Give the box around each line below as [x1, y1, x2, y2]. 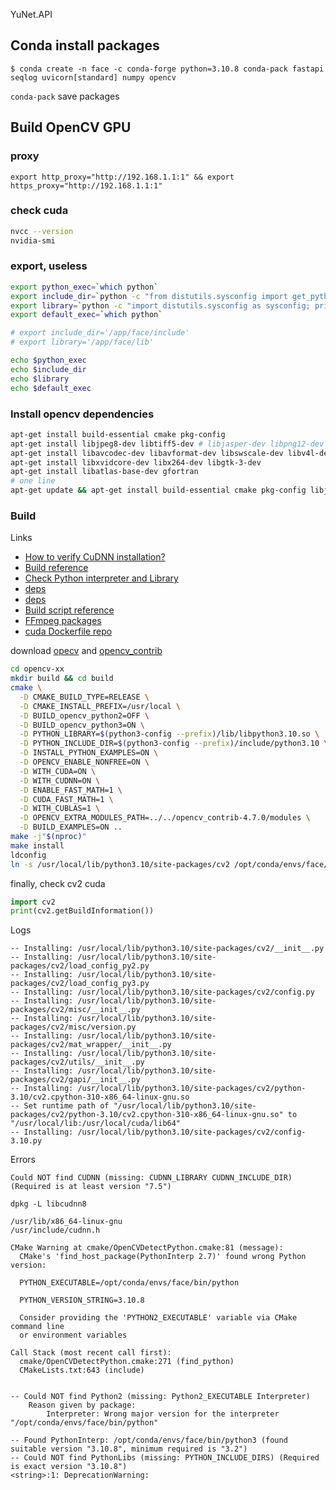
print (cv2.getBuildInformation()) [10, 906, 155, 916]
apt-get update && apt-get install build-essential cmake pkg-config [10, 485, 307, 496]
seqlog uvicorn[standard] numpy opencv [10, 72, 177, 83]
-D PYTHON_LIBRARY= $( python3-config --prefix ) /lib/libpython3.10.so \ [19, 729, 320, 739]
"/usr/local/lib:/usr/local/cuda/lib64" [10, 1119, 182, 1129]
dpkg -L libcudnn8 [10, 1199, 87, 1209]
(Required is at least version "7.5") [10, 1182, 172, 1192]
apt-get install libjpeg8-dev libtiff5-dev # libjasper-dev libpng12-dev [10, 439, 325, 449]
